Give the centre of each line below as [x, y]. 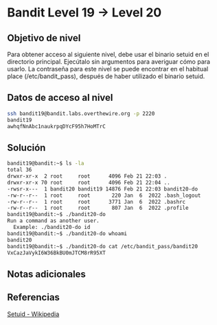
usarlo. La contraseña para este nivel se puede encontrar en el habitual [108, 69]
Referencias [34, 297]
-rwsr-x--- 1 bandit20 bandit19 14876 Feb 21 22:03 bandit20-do [102, 189]
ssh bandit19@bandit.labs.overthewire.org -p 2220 [81, 113]
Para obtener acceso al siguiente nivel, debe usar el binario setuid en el [108, 54]
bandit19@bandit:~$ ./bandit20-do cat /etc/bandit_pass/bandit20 [102, 246]
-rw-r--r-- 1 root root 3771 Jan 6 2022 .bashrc [96, 202]
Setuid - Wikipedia [33, 314]
